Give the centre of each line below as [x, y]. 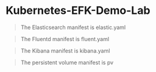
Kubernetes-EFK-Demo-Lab [78, 11]
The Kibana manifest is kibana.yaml [65, 51]
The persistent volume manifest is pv [67, 62]
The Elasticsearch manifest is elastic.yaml [73, 27]
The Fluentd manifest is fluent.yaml [65, 39]
